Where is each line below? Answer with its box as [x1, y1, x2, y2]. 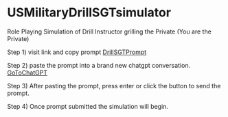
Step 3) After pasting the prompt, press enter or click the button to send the [7, 81, 221, 90]
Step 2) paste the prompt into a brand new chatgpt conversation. [7, 61, 191, 69]
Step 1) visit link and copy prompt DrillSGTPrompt [7, 48, 147, 56]
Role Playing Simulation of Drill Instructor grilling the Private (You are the [7, 27, 212, 36]
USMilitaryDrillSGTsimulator [7, 5, 172, 21]
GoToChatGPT [7, 68, 48, 77]
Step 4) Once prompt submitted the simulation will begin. [7, 102, 168, 110]
